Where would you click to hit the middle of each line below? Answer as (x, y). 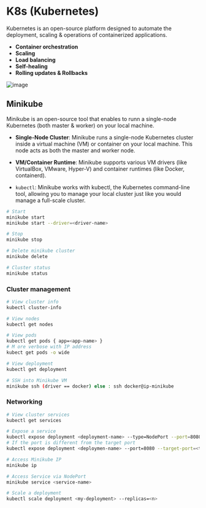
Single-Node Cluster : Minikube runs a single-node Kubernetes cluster (104, 137)
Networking (25, 402)
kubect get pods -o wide (38, 353)
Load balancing (36, 60)
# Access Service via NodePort (46, 476)
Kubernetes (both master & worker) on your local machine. (80, 125)
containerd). (31, 175)
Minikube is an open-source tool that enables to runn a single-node (91, 119)
